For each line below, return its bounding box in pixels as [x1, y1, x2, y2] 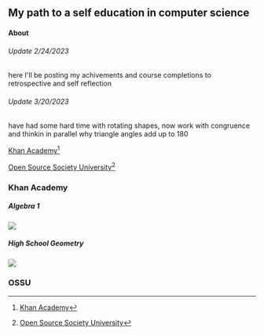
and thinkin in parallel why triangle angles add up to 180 [8, 129, 189, 139]
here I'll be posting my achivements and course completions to [8, 71, 212, 80]
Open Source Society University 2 [8, 161, 115, 172]
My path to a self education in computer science [8, 6, 250, 20]
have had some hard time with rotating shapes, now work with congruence [8, 121, 250, 130]
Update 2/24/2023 [8, 46, 69, 56]
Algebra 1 [8, 202, 40, 211]
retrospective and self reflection [8, 78, 112, 89]
